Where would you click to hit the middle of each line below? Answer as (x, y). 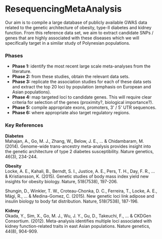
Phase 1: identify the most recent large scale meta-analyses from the (81, 66)
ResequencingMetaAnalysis (63, 9)
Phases (14, 55)
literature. (22, 71)
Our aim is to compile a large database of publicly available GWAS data (76, 22)
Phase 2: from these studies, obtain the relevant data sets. (71, 77)
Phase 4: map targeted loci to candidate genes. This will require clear (82, 97)
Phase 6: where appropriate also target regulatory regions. (71, 113)
